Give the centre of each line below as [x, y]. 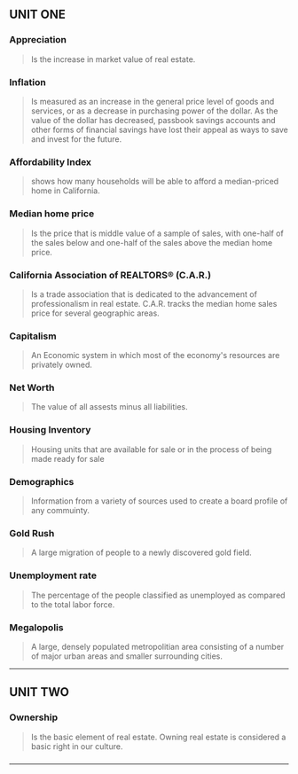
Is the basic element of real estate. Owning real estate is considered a [158, 737]
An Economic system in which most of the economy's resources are [155, 356]
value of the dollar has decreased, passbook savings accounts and [153, 120]
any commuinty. [60, 511]
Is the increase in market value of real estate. [113, 59]
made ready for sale [67, 458]
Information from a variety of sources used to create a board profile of [159, 501]
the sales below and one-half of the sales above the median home [152, 242]
